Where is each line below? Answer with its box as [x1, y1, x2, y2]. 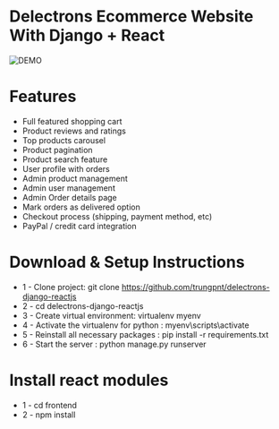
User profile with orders [21, 163, 110, 174]
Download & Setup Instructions [9, 253, 245, 272]
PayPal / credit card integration [21, 220, 137, 231]
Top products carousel [21, 134, 106, 145]
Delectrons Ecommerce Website [9, 6, 254, 27]
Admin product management [21, 173, 128, 184]
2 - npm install [21, 409, 76, 420]
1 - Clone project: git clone [21, 281, 121, 292]
